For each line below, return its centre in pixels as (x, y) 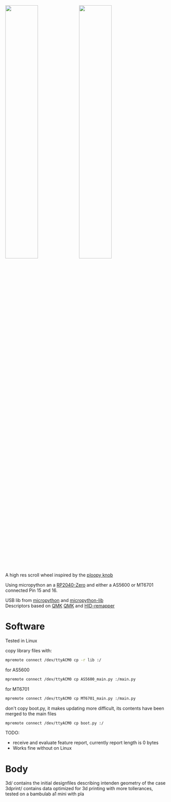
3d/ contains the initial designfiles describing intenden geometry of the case (86, 783)
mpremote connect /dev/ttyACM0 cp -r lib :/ (53, 660)
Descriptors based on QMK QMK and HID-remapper (60, 606)
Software (25, 626)
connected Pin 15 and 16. (31, 590)
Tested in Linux (21, 640)
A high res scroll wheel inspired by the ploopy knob (59, 575)
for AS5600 (17, 670)
